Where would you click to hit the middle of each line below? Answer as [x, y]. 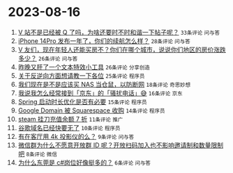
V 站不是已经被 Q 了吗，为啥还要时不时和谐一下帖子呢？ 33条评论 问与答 [119, 32]
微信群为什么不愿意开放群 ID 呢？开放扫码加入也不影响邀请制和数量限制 [121, 145]
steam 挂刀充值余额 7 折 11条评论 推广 [70, 119]
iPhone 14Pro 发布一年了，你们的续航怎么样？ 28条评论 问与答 [104, 41]
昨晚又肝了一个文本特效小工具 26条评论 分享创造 [84, 67]
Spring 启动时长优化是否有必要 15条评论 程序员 [82, 101]
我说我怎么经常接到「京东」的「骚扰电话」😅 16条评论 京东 [100, 93]
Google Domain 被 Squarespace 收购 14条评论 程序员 [91, 110]
